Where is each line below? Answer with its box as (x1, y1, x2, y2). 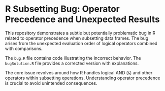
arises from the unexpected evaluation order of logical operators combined (5, 40, 158, 46)
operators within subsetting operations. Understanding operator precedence (5, 75, 161, 81)
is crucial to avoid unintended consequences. (5, 80, 98, 86)
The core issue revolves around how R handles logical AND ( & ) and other (5, 69, 153, 75)
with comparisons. (5, 45, 43, 51)
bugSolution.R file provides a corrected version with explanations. (5, 60, 139, 66)
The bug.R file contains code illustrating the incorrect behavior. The (5, 55, 141, 61)
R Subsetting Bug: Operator (5, 3, 120, 15)
